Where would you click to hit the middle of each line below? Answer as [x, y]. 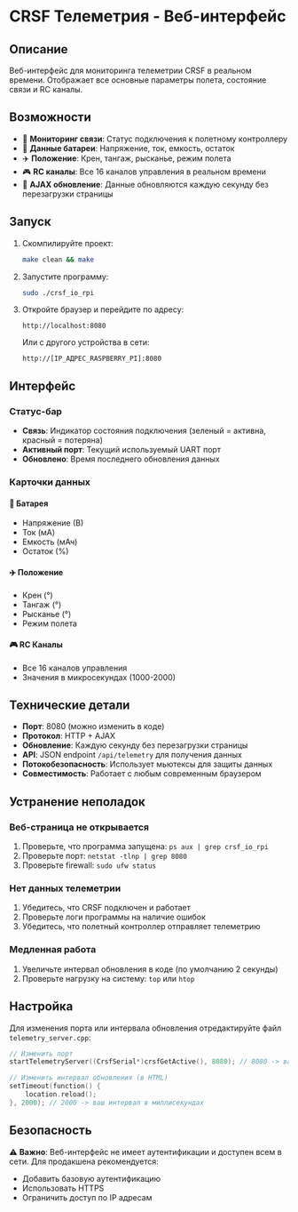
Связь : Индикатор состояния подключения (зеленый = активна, [144, 431]
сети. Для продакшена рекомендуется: [84, 1161]
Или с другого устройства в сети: [86, 342]
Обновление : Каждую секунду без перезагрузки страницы [135, 745]
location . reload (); [61, 1095]
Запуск [30, 222]
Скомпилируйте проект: [67, 243]
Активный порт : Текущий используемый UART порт [122, 450]
